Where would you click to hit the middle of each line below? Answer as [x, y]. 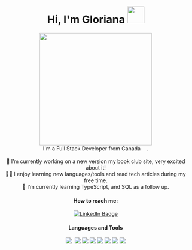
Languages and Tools [96, 227]
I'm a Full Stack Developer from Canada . [96, 148]
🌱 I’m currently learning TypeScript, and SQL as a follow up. [96, 186]
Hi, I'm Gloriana [86, 19]
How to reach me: [96, 200]
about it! [96, 167]
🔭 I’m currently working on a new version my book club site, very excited [96, 161]
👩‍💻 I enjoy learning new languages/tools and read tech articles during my [96, 174]
